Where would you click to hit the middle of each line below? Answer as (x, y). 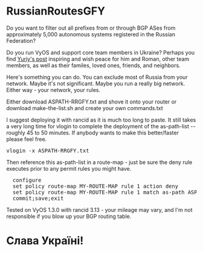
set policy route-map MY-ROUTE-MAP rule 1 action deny (95, 186)
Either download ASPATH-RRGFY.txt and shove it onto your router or (92, 102)
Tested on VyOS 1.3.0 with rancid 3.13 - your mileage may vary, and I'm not (99, 209)
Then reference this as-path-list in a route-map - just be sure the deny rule (99, 162)
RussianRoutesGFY (56, 11)
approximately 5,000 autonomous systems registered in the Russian (91, 34)
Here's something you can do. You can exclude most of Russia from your (97, 77)
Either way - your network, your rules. (53, 90)
